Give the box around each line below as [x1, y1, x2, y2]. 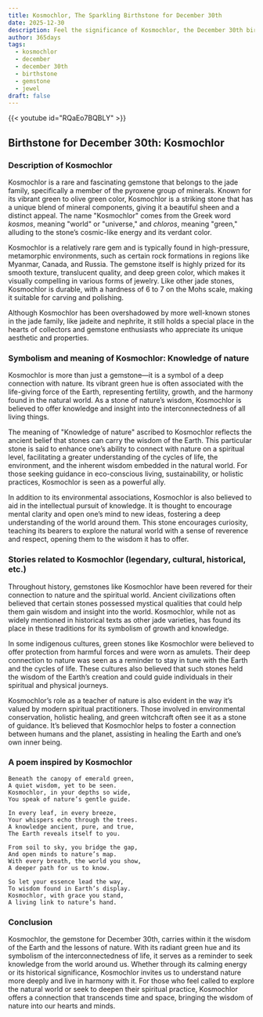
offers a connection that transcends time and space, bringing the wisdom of [8, 993, 254, 1002]
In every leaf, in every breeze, [8, 809, 117, 817]
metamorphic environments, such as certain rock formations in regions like [8, 251, 250, 260]
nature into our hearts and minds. [8, 1001, 116, 1011]
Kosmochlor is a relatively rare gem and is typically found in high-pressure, [8, 243, 250, 252]
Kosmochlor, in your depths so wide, [8, 788, 131, 796]
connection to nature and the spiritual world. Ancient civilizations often [8, 590, 236, 599]
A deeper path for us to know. [8, 864, 110, 872]
